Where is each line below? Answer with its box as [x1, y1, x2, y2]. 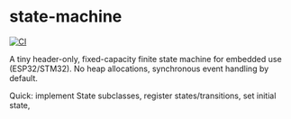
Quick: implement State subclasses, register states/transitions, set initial [9, 90, 277, 101]
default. [9, 72, 39, 83]
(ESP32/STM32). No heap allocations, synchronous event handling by [9, 63, 269, 74]
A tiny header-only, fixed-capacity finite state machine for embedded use [9, 53, 282, 64]
